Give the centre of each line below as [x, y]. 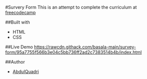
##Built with [18, 22]
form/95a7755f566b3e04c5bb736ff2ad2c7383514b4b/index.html [73, 52]
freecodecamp [21, 12]
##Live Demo [19, 47]
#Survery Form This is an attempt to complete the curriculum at [71, 7]
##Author [15, 62]
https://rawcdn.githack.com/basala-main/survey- [85, 47]
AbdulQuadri [26, 71]
